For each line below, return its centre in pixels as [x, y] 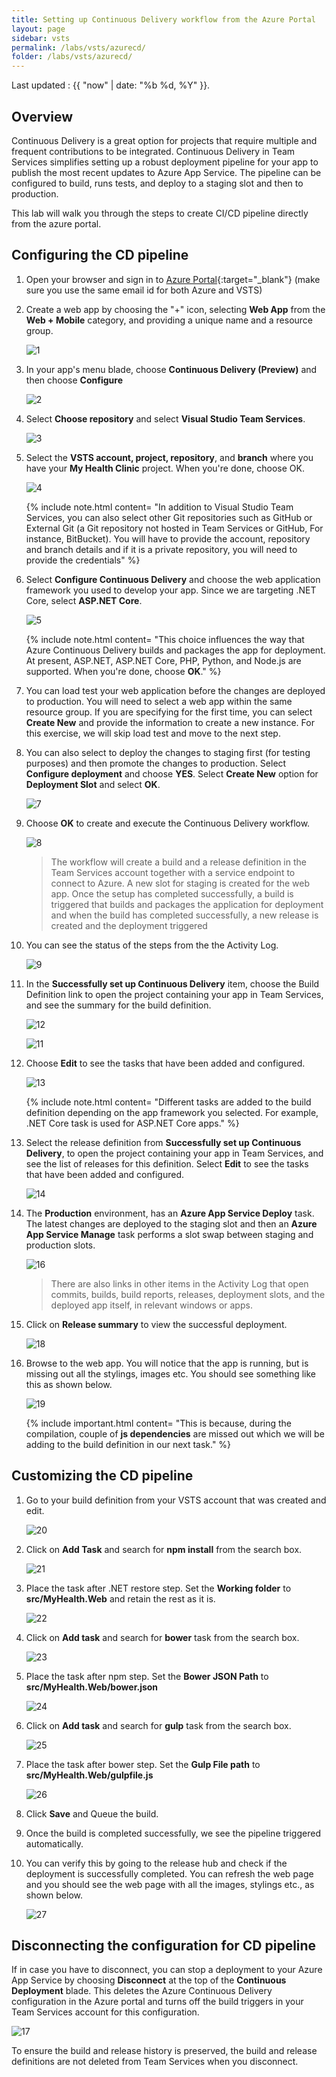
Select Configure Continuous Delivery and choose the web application [173, 579]
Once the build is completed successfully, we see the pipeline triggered [173, 1833]
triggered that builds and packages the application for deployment [187, 904]
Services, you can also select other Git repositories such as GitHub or [169, 517]
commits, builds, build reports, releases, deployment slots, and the [188, 1294]
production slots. [60, 1245]
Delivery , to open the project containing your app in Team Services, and [174, 1153]
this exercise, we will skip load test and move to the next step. [153, 733]
